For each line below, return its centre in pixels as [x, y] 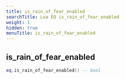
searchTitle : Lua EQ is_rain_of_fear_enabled [62, 17]
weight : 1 [18, 22]
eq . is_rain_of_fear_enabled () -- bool [53, 70]
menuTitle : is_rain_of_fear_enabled [51, 33]
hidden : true [22, 28]
